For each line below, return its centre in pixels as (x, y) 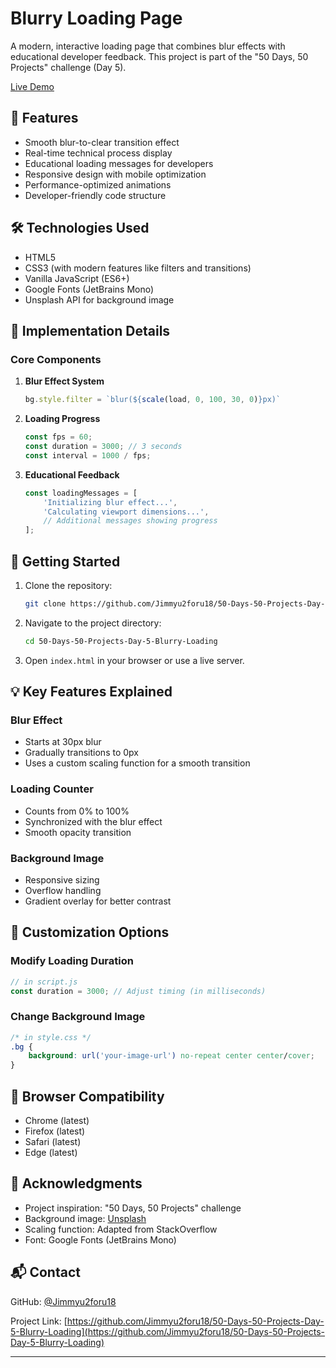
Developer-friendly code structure (95, 195)
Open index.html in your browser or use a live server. (134, 660)
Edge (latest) (51, 1153)
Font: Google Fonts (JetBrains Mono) (100, 1239)
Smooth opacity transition (78, 832)
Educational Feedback (72, 474)
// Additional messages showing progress (130, 521)
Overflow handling (63, 890)
